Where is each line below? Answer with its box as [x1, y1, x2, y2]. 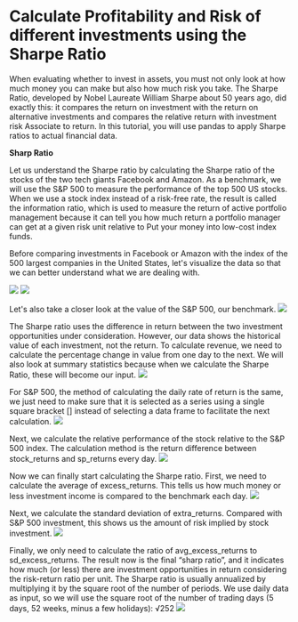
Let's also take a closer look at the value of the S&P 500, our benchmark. [9, 303, 277, 314]
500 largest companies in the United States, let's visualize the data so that [9, 257, 282, 268]
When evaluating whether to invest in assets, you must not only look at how [9, 73, 286, 84]
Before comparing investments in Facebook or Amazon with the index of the [9, 247, 288, 259]
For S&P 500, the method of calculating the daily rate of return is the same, [9, 386, 284, 397]
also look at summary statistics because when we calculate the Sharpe [9, 359, 270, 369]
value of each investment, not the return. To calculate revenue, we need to [9, 340, 283, 351]
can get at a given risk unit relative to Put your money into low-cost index [9, 221, 278, 232]
